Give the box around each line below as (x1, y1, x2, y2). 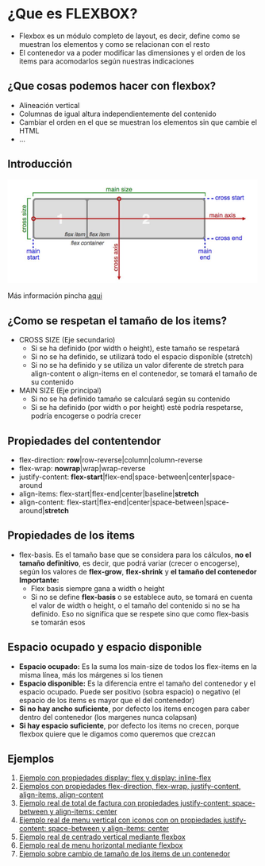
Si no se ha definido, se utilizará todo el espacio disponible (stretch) (30, 352, 253, 361)
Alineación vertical (18, 100, 80, 110)
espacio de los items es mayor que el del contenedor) (18, 695, 195, 705)
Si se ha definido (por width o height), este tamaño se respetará (30, 343, 240, 354)
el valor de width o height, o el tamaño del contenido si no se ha (30, 601, 240, 610)
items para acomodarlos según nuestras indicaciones (18, 56, 194, 66)
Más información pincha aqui (7, 291, 102, 300)
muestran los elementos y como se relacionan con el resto (18, 39, 210, 48)
